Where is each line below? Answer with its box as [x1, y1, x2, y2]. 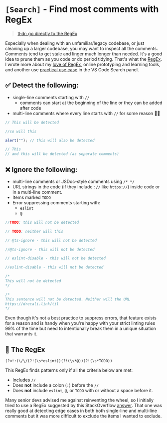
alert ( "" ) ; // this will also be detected [5, 138, 95, 143]
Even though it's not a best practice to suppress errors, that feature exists [5, 315, 157, 321]
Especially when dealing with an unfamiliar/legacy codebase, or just [5, 40, 145, 46]
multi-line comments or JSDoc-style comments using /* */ [12, 178, 135, 184]
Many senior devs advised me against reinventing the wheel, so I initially [5, 397, 154, 403]
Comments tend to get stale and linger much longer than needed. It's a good [5, 51, 163, 57]
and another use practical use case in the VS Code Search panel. [5, 66, 139, 73]
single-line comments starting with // [12, 94, 90, 100]
